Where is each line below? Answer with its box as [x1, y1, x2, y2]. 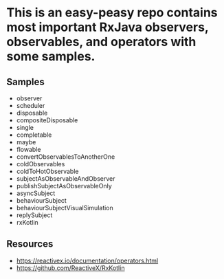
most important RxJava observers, [6, 19, 209, 35]
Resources [6, 238, 54, 250]
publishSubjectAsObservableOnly [16, 182, 113, 190]
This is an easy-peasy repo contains [6, 5, 218, 21]
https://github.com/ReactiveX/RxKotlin [16, 263, 125, 272]
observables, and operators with [6, 34, 197, 49]
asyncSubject [16, 189, 56, 197]
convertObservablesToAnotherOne [16, 153, 115, 161]
